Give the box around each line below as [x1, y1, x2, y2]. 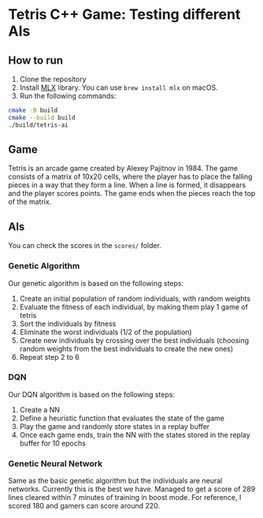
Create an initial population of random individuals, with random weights [19, 294, 250, 303]
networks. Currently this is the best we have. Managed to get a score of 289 [8, 484, 256, 494]
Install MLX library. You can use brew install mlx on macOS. [19, 83, 218, 92]
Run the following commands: [19, 91, 117, 100]
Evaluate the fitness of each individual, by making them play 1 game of [19, 302, 248, 312]
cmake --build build [8, 113, 76, 121]
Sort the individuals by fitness [19, 319, 117, 328]
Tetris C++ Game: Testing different [8, 6, 241, 24]
